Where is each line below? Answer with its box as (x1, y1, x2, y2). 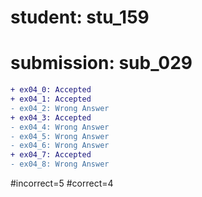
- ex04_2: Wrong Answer (10, 103, 110, 113)
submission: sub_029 (10, 52, 193, 75)
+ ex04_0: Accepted (10, 85, 92, 95)
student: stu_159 (10, 6, 150, 29)
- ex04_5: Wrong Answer (10, 131, 110, 141)
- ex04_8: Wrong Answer (10, 159, 110, 170)
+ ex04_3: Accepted (10, 112, 92, 123)
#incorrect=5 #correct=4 (10, 177, 114, 189)
